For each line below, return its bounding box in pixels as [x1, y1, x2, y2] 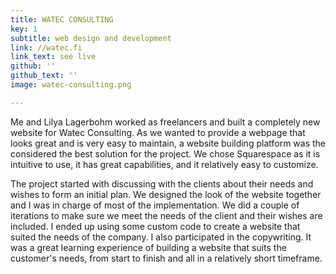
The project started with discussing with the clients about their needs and [10, 177, 314, 190]
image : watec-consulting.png [10, 80, 132, 90]
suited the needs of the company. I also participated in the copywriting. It [10, 231, 312, 243]
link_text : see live [10, 52, 97, 62]
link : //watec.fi [10, 42, 83, 53]
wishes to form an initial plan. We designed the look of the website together [10, 188, 322, 200]
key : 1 [10, 24, 38, 34]
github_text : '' [10, 71, 78, 81]
